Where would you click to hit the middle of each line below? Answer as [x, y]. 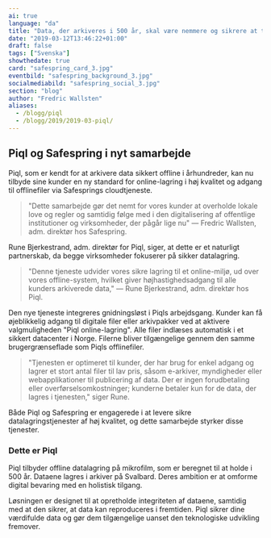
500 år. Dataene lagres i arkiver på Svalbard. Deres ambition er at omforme [133, 476]
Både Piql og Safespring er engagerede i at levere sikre [100, 412]
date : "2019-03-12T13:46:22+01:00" [68, 38]
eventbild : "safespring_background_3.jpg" [81, 76]
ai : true [23, 16]
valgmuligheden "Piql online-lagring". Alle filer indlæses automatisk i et [126, 329]
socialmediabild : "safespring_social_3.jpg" [84, 83]
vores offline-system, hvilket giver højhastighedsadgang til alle [132, 280]
